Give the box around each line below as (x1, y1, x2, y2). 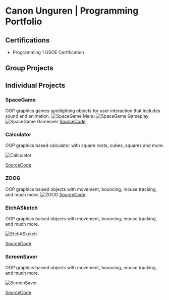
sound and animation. (5, 113, 50, 119)
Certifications (5, 36, 50, 44)
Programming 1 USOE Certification (12, 49, 84, 55)
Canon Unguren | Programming (5, 5, 139, 17)
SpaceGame (5, 96, 36, 103)
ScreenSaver (5, 253, 38, 260)
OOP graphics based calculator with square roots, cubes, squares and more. (5, 142, 164, 148)
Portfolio (5, 16, 42, 27)
